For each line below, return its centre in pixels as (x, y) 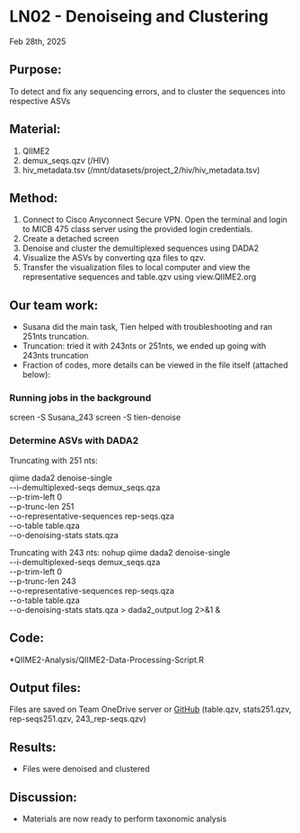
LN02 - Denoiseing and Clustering (139, 17)
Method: (34, 198)
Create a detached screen (71, 239)
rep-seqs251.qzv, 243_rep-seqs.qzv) (78, 719)
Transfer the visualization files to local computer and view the (136, 268)
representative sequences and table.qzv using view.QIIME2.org (139, 277)
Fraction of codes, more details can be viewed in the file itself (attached (155, 365)
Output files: (45, 688)
